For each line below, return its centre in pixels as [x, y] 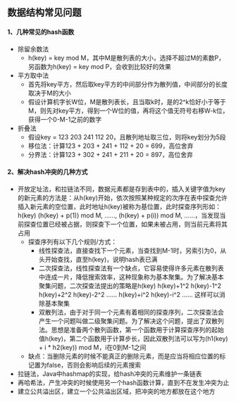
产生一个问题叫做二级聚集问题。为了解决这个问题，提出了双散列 [131, 321]
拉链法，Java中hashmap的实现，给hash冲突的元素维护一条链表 [110, 373]
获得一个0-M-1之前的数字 [65, 119]
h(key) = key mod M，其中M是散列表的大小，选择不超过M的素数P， [126, 58]
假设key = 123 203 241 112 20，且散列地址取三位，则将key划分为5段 [127, 137]
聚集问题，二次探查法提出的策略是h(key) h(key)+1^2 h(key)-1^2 [130, 285]
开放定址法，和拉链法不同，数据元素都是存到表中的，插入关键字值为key [121, 189]
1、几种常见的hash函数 [41, 32]
